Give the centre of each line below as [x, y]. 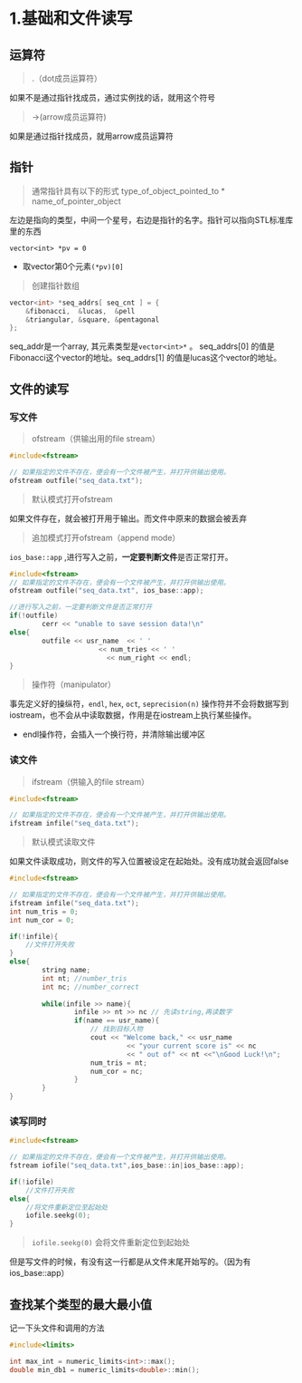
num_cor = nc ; [117, 1071]
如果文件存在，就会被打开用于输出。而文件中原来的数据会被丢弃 [128, 518]
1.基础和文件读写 [71, 19]
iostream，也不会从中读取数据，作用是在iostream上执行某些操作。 [133, 715]
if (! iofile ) [32, 1182]
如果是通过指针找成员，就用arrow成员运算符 [91, 136]
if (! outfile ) [34, 616]
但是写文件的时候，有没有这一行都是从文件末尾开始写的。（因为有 [130, 1262]
